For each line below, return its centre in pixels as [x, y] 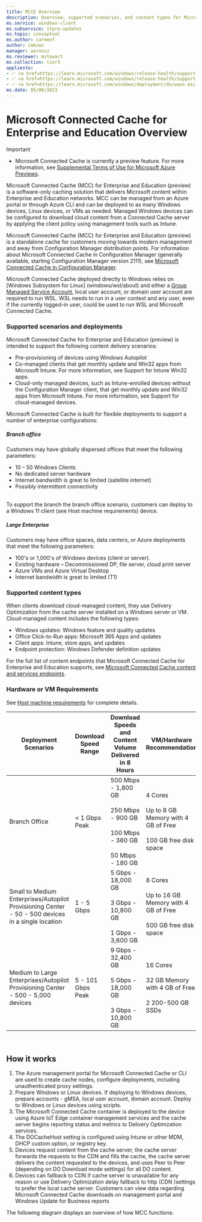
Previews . [27, 173]
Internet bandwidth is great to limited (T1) [66, 577]
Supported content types [44, 592]
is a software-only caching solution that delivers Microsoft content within [97, 192]
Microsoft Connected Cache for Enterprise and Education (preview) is [93, 340]
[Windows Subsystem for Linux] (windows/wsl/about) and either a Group [97, 285]
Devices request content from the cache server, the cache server [96, 1150]
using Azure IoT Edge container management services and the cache [100, 1118]
